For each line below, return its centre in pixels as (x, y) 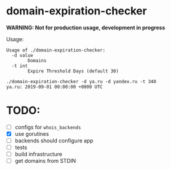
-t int (20, 66)
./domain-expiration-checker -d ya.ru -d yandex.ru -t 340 (81, 81)
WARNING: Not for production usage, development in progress (86, 28)
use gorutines (32, 133)
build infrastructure (39, 154)
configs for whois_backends (48, 127)
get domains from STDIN (45, 161)
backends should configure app (54, 141)
